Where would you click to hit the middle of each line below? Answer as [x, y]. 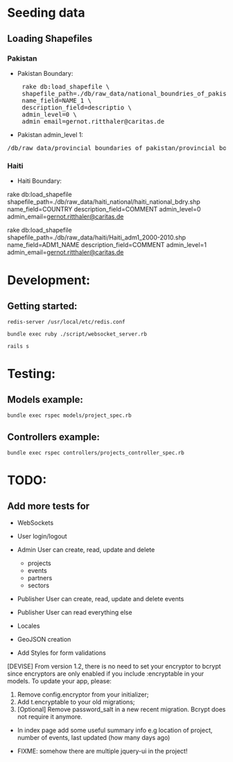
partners [40, 578]
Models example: [45, 399]
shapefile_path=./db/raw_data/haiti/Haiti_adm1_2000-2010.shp [96, 237]
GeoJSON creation [44, 639]
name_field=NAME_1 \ [57, 100]
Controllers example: [54, 437]
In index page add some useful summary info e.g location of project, [115, 730]
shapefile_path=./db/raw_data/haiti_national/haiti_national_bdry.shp [104, 202]
